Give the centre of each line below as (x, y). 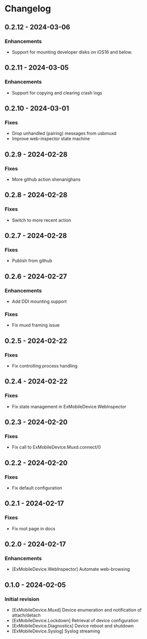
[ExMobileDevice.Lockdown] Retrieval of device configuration (75, 621)
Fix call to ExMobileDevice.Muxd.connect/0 (56, 447)
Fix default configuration (37, 488)
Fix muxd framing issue (36, 325)
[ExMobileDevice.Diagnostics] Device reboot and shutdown (73, 626)
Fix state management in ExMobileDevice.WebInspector (69, 406)
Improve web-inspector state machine (51, 139)
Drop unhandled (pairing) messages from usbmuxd (64, 133)
